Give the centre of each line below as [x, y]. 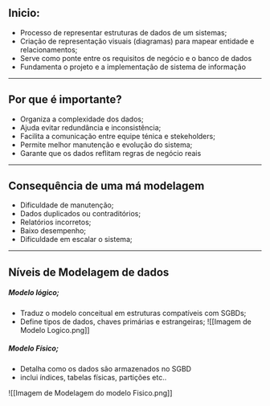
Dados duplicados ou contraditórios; [80, 214]
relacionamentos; [49, 49]
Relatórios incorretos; [55, 222]
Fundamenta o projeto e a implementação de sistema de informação [133, 67]
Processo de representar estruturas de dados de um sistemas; [123, 32]
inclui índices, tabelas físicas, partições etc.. [93, 377]
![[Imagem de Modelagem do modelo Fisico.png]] [90, 392]
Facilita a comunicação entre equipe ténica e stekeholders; [117, 136]
